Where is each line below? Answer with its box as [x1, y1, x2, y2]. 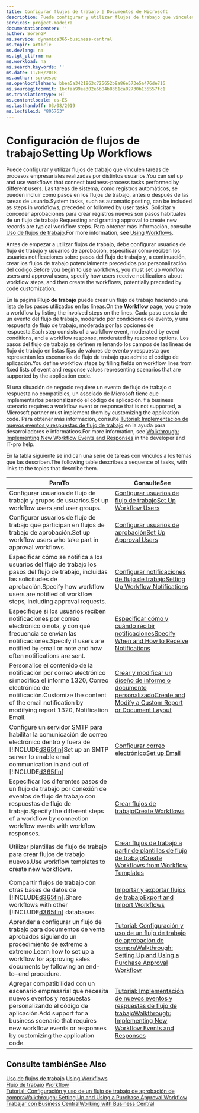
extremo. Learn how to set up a [9, 948, 94, 956]
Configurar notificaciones [114, 568, 187, 576]
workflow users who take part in [9, 536, 99, 544]
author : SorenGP [6, 31, 46, 37]
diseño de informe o [114, 676, 171, 684]
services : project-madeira [6, 20, 73, 26]
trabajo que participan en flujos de [9, 521, 105, 529]
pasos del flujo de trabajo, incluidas [9, 568, 108, 576]
